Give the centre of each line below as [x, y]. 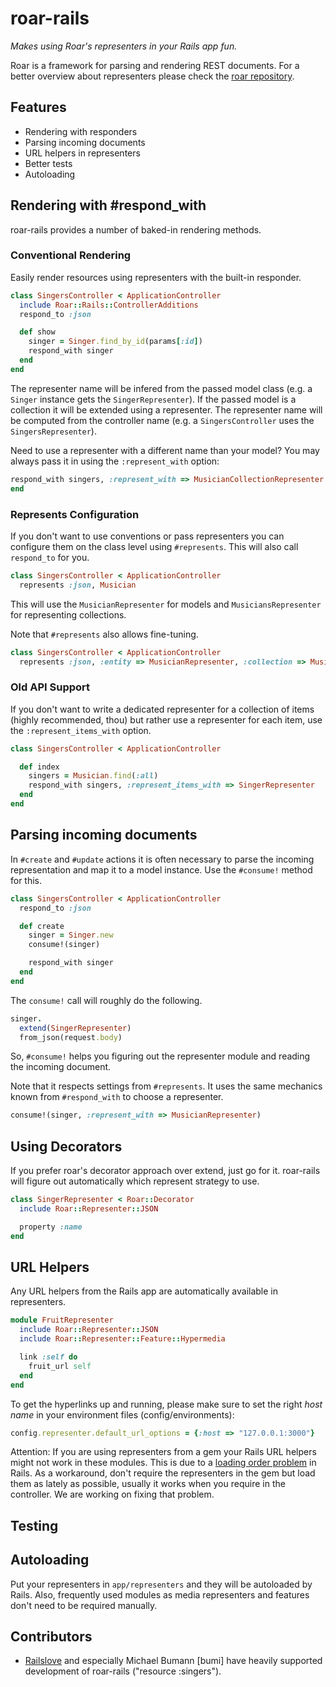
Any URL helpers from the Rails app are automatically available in [144, 1291]
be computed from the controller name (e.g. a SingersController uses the [162, 420]
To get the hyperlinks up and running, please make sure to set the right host [166, 1404]
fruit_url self [60, 1366]
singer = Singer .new [71, 935]
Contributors [51, 1636]
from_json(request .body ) [71, 1037]
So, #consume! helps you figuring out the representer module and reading [160, 1056]
